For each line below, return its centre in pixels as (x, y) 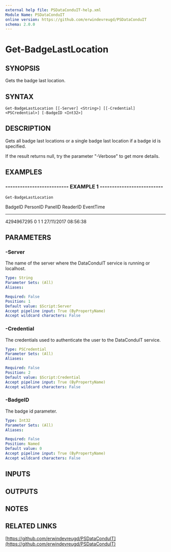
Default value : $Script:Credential (43, 377)
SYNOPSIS (23, 68)
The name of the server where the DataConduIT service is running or (78, 263)
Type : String (19, 278)
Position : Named (22, 444)
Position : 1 (18, 301)
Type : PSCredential (26, 349)
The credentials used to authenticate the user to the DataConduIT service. (83, 340)
